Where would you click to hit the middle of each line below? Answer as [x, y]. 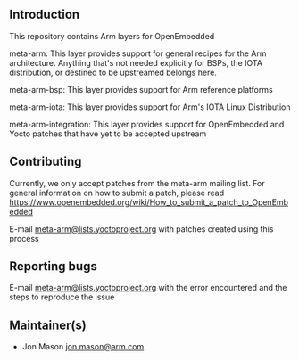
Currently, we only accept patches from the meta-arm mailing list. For [137, 183]
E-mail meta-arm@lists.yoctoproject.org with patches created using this [141, 229]
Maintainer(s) [48, 325]
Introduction [45, 15]
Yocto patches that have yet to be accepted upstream [108, 134]
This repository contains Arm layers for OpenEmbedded [112, 36]
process [24, 238]
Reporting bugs [54, 267]
